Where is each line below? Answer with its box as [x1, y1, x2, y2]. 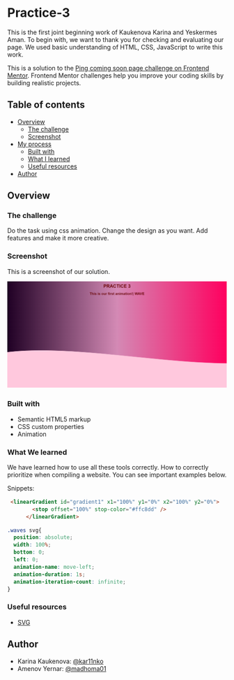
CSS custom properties [17, 422, 85, 431]
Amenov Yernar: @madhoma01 [17, 664, 107, 672]
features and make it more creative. [7, 234, 109, 243]
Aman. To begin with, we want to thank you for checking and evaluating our [7, 35, 224, 43]
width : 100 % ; [13, 542, 52, 549]
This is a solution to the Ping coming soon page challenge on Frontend [7, 64, 210, 72]
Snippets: [7, 484, 35, 492]
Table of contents [7, 99, 85, 111]
